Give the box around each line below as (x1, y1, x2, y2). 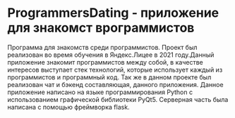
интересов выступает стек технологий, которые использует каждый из (7, 65, 223, 74)
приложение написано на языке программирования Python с (7, 88, 193, 96)
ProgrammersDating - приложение (7, 5, 219, 21)
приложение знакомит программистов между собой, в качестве (7, 58, 203, 66)
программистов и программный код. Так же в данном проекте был (7, 72, 212, 81)
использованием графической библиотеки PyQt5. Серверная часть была (7, 95, 229, 103)
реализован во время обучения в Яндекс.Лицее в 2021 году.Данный (7, 51, 215, 59)
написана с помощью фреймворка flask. (7, 103, 130, 111)
